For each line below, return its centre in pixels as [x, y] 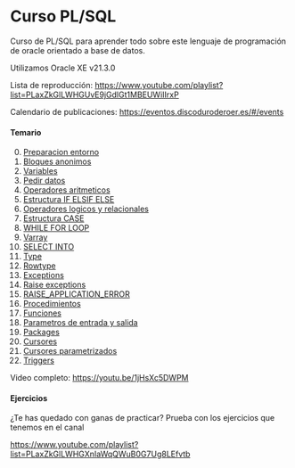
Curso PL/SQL [63, 16]
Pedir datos [44, 181]
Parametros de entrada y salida [80, 323]
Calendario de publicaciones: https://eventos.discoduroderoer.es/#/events [147, 111]
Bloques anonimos [57, 161]
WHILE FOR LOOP [56, 228]
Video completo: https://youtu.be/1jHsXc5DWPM [100, 378]
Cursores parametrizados [70, 351]
